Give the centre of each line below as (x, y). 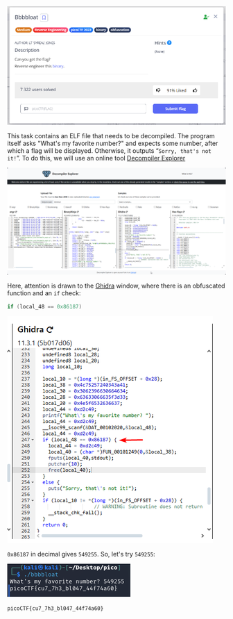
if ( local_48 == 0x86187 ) (44, 307)
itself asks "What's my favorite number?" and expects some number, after (113, 143)
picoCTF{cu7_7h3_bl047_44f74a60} (55, 609)
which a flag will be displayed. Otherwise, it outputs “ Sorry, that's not (109, 151)
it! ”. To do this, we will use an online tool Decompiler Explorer (96, 158)
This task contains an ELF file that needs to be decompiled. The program (111, 136)
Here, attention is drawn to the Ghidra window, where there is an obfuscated (116, 286)
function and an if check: (44, 293)
